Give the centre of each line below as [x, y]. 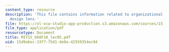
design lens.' [24, 19]
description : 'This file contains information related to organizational [84, 14]
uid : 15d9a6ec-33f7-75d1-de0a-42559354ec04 [52, 42]
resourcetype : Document [30, 33]
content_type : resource [30, 10]
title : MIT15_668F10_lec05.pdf [38, 38]
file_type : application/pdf [35, 28]
